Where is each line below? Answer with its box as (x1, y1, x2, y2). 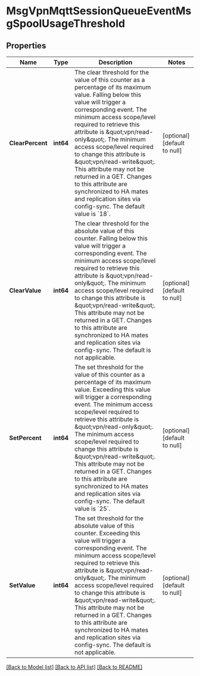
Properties (6, 41, 46, 51)
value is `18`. (74, 210, 111, 218)
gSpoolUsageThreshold (6, 17, 126, 30)
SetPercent (9, 434, 42, 442)
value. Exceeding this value (74, 385, 151, 394)
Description (98, 58, 133, 66)
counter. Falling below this (74, 234, 148, 242)
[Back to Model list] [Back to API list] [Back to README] (6, 663, 143, 671)
